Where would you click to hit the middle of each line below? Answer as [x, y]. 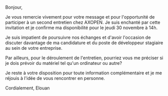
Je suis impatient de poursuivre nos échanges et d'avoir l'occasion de [78, 37]
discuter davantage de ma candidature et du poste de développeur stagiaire [84, 43]
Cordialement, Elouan [27, 88]
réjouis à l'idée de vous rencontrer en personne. [55, 78]
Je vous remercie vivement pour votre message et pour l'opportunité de [80, 17]
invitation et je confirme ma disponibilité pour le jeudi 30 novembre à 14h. [81, 28]
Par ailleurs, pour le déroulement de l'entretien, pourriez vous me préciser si [84, 58]
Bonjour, [14, 7]
